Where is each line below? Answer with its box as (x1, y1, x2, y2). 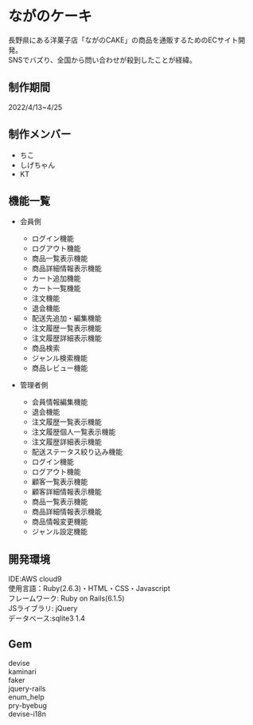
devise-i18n (8, 709, 46, 719)
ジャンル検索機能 (31, 353, 88, 363)
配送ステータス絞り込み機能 (31, 447, 123, 457)
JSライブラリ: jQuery (8, 604, 78, 613)
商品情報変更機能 (31, 517, 88, 526)
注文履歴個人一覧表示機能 (31, 428, 116, 437)
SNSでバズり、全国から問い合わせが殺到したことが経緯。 (8, 55, 197, 65)
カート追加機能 (31, 274, 81, 283)
